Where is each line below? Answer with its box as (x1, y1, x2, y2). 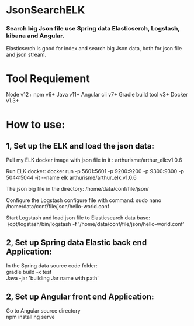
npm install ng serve (6, 314, 55, 321)
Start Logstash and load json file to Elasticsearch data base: (6, 214, 150, 221)
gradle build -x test (6, 269, 52, 276)
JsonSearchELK (6, 4, 85, 17)
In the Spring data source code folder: (6, 262, 98, 269)
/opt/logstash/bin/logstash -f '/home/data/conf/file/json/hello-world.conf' (7, 221, 185, 228)
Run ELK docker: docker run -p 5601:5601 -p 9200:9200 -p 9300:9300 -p (6, 168, 184, 175)
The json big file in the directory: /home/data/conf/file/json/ (6, 186, 149, 193)
